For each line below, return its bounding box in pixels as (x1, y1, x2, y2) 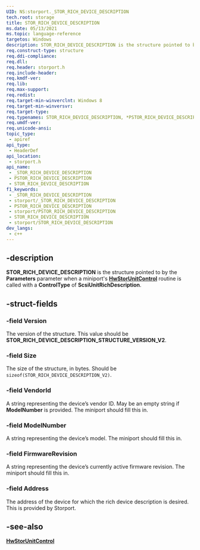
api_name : (6, 164, 31, 170)
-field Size (6, 352, 37, 360)
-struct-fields (6, 299, 58, 309)
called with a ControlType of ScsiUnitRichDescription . (6, 281, 142, 288)
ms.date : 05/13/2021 (6, 25, 58, 32)
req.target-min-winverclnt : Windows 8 (6, 97, 102, 103)
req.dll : (6, 59, 28, 64)
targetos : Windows (6, 36, 52, 42)
